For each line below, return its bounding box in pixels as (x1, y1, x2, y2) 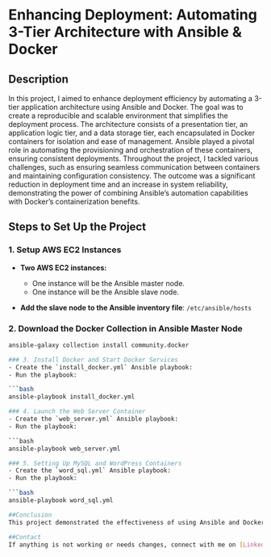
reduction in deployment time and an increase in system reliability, (8, 179, 228, 189)
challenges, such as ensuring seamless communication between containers (8, 162, 261, 171)
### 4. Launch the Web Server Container (8, 407, 147, 416)
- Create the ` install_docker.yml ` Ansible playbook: (8, 363, 194, 371)
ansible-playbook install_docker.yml (8, 393, 135, 401)
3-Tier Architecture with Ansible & (8, 23, 242, 41)
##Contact (8, 533, 42, 541)
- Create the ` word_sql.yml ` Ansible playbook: (8, 466, 172, 475)
